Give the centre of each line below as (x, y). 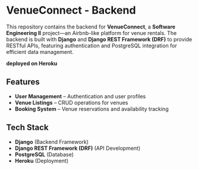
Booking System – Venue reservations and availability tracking (92, 109)
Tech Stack (27, 128)
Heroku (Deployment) (42, 161)
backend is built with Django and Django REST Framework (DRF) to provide (99, 39)
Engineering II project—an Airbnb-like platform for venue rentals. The (92, 33)
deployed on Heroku (32, 63)
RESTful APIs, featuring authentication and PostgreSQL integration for (92, 46)
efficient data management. (40, 52)
